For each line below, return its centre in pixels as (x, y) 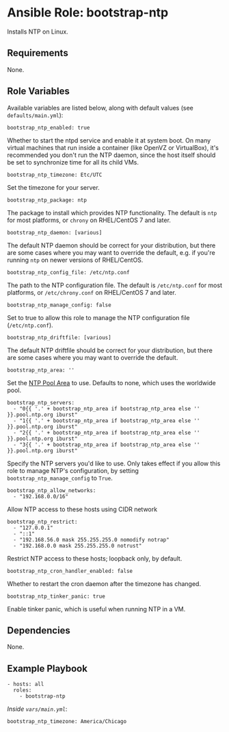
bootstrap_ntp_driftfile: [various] (59, 337)
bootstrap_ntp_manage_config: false (59, 305)
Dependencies (39, 630)
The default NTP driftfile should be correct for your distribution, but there (110, 350)
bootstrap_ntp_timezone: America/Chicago (67, 722)
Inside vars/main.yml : (37, 709)
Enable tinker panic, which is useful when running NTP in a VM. (96, 609)
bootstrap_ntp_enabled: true (49, 127)
